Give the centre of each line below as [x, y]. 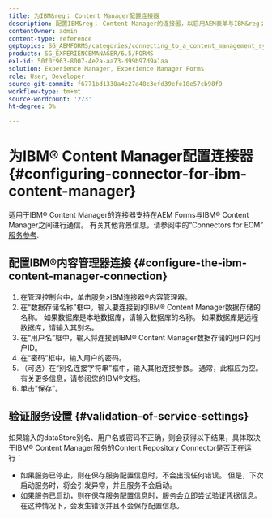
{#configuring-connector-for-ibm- [128, 174]
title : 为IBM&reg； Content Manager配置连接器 [84, 16]
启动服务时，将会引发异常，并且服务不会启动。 [98, 485]
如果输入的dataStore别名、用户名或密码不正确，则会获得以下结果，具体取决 [134, 437]
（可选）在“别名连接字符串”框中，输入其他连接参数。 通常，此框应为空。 [141, 368]
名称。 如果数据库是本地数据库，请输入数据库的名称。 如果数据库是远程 [139, 317]
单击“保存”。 [41, 388]
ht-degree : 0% [32, 106]
